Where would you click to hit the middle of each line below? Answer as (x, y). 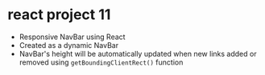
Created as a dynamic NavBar (68, 45)
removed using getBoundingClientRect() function (101, 62)
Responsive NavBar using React (72, 37)
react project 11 (59, 15)
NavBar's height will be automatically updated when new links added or (138, 53)
